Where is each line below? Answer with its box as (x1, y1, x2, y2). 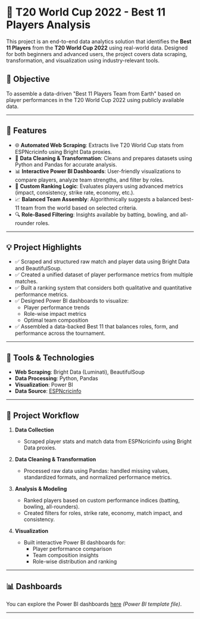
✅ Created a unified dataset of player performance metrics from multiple (14, 271, 193, 278)
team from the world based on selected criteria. (20, 204, 138, 211)
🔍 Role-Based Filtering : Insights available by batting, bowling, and (14, 211, 179, 218)
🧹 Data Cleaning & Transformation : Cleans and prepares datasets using (14, 155, 192, 162)
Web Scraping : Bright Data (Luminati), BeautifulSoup (14, 368, 145, 375)
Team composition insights (32, 552, 99, 559)
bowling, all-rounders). (23, 503, 80, 510)
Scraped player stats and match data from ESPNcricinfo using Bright (23, 438, 192, 445)
